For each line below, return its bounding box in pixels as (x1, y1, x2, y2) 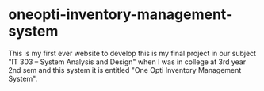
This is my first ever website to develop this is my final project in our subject (8, 48, 256, 58)
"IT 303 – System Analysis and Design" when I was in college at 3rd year (8, 57, 247, 66)
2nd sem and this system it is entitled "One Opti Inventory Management (8, 65, 242, 74)
